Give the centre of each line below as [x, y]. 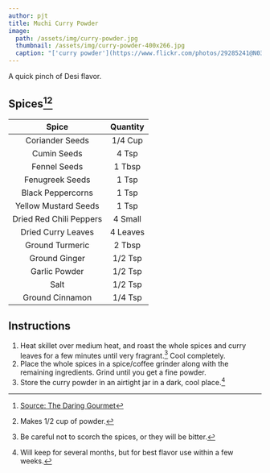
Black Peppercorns [57, 193]
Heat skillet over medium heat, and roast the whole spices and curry [133, 345]
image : [19, 31]
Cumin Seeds [57, 153]
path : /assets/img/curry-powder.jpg [77, 38]
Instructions [39, 326]
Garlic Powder [57, 271]
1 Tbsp [127, 166]
